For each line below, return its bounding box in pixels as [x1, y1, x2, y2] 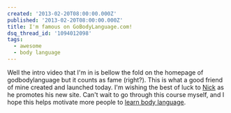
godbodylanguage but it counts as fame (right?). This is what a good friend [7, 75, 223, 84]
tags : [7, 36, 23, 43]
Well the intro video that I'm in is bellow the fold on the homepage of [7, 68, 204, 77]
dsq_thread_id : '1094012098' [7, 29, 92, 37]
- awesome [13, 43, 42, 50]
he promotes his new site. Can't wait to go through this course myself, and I [7, 90, 225, 98]
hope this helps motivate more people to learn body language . [7, 98, 186, 106]
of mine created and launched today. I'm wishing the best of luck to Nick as [7, 83, 225, 91]
